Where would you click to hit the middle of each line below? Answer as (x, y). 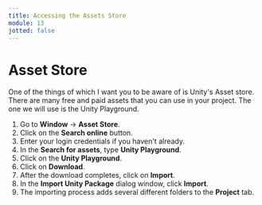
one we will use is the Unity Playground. (74, 109)
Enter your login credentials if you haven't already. (102, 141)
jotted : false (32, 30)
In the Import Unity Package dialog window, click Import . (114, 183)
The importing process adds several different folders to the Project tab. (137, 192)
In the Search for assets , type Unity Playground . (100, 150)
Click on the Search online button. (76, 133)
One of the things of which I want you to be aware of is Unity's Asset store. (131, 92)
